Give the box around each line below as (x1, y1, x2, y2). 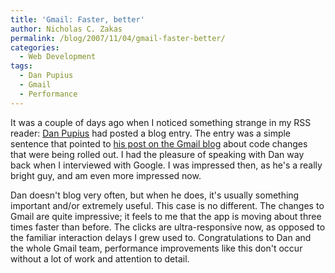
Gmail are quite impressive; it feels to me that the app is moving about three (10, 210, 322, 222)
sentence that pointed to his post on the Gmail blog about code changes (10, 137, 308, 150)
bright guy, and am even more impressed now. (10, 169, 202, 181)
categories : (10, 42, 60, 53)
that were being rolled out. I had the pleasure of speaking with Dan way (10, 148, 305, 160)
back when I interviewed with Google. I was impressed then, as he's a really (10, 159, 323, 171)
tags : (10, 61, 33, 71)
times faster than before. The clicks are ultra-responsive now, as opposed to (10, 221, 326, 233)
